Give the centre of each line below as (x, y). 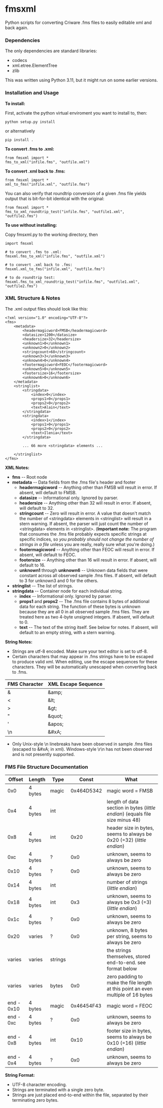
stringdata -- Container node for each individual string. (67, 591)
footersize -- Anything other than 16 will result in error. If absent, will (88, 560)
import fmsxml (19, 243)
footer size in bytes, (129, 1031)
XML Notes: (17, 467)
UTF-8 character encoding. (39, 1085)
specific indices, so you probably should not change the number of (87, 539)
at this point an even (130, 989)
